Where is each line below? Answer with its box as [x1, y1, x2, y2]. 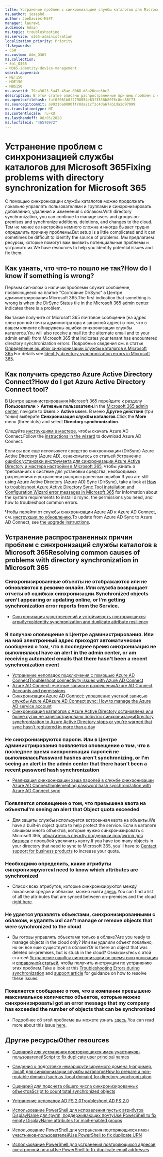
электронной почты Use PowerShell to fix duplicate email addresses [12, 1147, 149, 1153]
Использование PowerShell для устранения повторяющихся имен [12, 1127, 149, 1133]
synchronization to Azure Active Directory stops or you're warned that [12, 719, 152, 725]
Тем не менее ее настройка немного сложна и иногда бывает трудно [5, 224, 149, 230]
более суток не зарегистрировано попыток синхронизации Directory [12, 714, 154, 720]
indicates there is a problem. [5, 305, 62, 311]
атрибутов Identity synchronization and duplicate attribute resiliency [12, 619, 149, 624]
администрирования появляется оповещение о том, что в [5, 742, 150, 749]
